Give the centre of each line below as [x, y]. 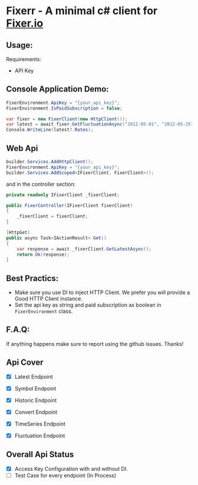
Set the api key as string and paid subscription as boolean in [88, 305]
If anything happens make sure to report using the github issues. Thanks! [95, 344]
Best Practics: [32, 278]
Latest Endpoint [34, 377]
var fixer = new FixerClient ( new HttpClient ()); [67, 119]
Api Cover [25, 363]
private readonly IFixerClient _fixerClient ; [63, 195]
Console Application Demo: [57, 89]
